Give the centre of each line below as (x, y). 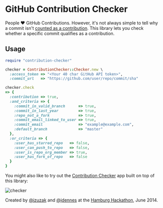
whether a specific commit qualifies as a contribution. (60, 33)
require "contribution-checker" (38, 61)
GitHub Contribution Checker (66, 9)
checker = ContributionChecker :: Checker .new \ (54, 69)
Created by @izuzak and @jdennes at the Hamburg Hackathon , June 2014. (82, 200)
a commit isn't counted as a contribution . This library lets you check (74, 28)
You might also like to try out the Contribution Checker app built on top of (80, 175)
